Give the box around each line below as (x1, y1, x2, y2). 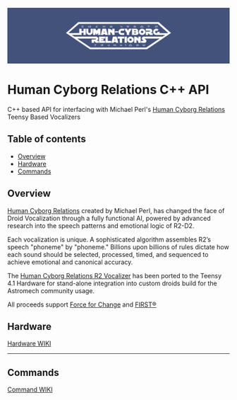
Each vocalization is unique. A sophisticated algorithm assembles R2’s (7, 235, 212, 244)
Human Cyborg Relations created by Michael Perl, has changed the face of (7, 206, 225, 215)
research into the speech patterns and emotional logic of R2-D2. (7, 221, 195, 230)
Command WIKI (7, 385, 53, 394)
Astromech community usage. (7, 286, 95, 295)
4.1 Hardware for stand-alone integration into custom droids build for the (7, 279, 217, 287)
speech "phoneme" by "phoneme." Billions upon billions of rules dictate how (7, 242, 229, 251)
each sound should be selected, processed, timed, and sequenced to (7, 250, 209, 258)
